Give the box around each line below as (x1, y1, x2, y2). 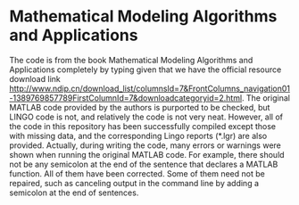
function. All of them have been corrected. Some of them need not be (9, 168, 265, 179)
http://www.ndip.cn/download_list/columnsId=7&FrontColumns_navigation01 (9, 83, 291, 94)
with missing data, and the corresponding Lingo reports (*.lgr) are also (9, 130, 268, 141)
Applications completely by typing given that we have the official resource (9, 64, 282, 75)
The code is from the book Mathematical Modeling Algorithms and (9, 54, 253, 65)
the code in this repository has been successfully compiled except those (9, 120, 277, 131)
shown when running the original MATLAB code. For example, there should (9, 149, 285, 160)
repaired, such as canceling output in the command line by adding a (9, 177, 260, 188)
